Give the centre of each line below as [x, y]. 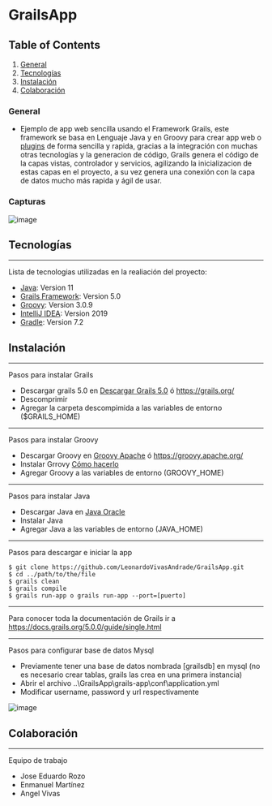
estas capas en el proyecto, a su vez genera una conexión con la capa [137, 172]
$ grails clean [34, 582]
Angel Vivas [40, 794]
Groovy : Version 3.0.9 [56, 305]
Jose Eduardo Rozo [53, 776]
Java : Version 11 [47, 288]
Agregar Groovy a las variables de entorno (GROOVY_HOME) [122, 473]
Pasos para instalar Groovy [53, 440]
